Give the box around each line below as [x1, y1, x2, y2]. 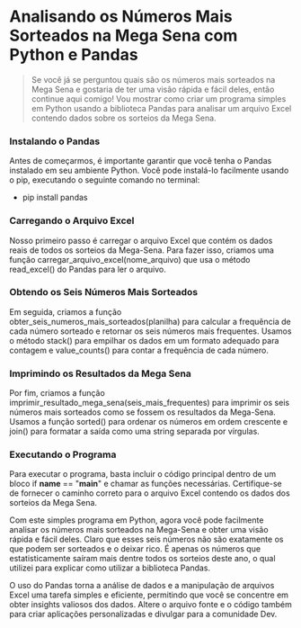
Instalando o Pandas [9, 135, 101, 148]
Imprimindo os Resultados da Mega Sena [9, 367, 191, 380]
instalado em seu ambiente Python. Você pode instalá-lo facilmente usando [9, 165, 289, 176]
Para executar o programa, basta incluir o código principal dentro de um [9, 469, 277, 480]
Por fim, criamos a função [9, 388, 105, 399]
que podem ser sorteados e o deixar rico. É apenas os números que [9, 543, 261, 554]
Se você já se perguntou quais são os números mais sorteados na [31, 74, 276, 85]
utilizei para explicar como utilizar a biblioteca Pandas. [9, 562, 211, 573]
